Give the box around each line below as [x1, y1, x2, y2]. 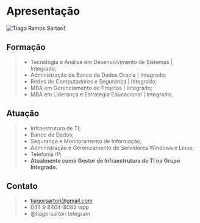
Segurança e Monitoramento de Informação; [30, 137, 142, 144]
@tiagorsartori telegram [30, 210, 90, 218]
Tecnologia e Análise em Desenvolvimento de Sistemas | [30, 58, 173, 65]
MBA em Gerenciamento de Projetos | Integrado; [30, 84, 153, 91]
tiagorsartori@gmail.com [30, 197, 93, 205]
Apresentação [6, 4, 80, 18]
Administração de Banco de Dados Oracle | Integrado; [30, 71, 166, 79]
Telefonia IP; [30, 150, 62, 158]
